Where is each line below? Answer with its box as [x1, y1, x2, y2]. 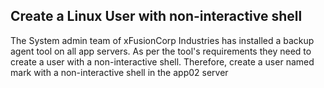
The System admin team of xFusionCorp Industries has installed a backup [10, 34, 315, 46]
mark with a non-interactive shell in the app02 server [10, 66, 229, 78]
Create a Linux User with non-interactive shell [10, 8, 303, 25]
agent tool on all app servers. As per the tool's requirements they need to [10, 45, 312, 57]
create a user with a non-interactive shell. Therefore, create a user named [10, 55, 315, 68]
